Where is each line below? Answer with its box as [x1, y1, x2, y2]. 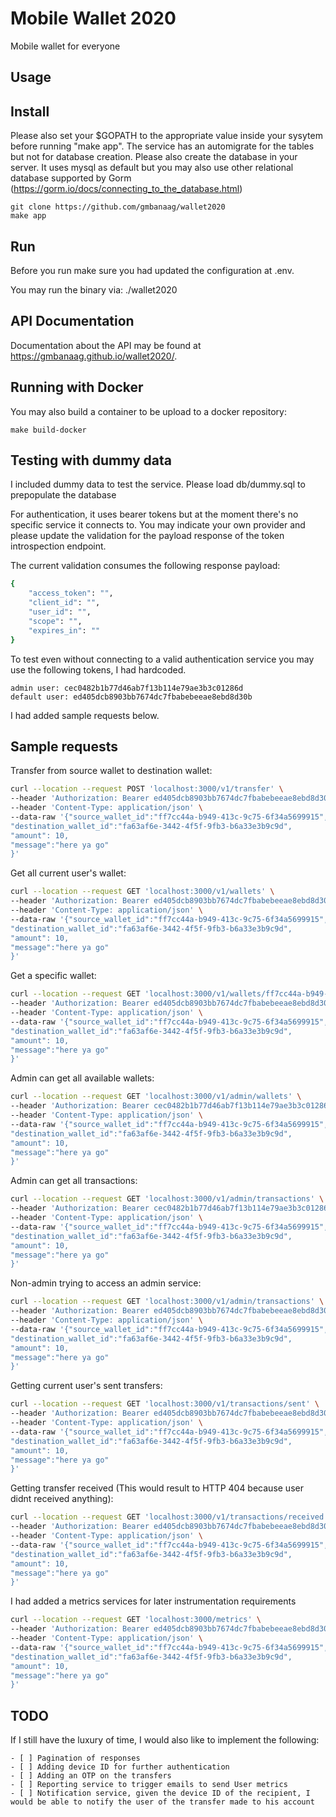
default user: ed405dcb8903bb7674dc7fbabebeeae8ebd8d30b [10, 692, 253, 702]
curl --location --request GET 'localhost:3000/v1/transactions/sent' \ [10, 1399, 320, 1409]
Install [10, 103, 50, 120]
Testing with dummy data [10, 452, 172, 469]
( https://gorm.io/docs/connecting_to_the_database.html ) [10, 183, 243, 195]
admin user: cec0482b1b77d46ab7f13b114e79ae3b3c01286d [10, 683, 244, 693]
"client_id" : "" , [28, 598, 101, 608]
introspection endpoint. [10, 540, 107, 552]
